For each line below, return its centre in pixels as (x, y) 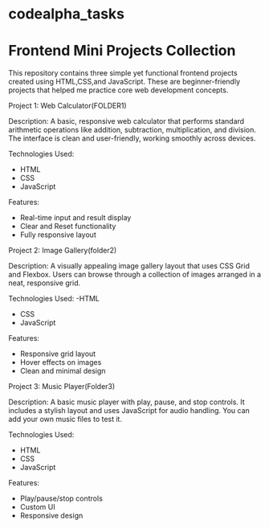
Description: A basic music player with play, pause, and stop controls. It (126, 402)
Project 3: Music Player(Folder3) (62, 387)
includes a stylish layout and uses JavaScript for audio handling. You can (129, 411)
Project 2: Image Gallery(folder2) (63, 251)
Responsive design (51, 516)
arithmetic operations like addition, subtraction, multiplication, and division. (132, 130)
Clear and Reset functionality (68, 227)
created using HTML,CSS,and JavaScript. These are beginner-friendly (124, 82)
